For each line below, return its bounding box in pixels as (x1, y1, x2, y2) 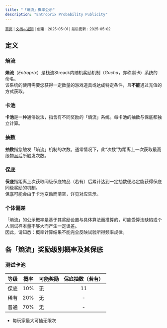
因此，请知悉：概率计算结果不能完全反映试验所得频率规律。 (5, 229, 127, 235)
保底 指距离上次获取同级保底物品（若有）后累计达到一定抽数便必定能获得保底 (5, 179, 162, 185)
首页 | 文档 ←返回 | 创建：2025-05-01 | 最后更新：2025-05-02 (5, 26, 111, 31)
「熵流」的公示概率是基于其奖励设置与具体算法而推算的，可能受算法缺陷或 (5, 217, 158, 223)
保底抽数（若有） (64, 276, 104, 283)
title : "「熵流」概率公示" (5, 7, 55, 12)
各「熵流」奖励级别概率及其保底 (5, 245, 103, 254)
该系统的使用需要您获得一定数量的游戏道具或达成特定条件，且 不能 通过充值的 (5, 82, 162, 88)
